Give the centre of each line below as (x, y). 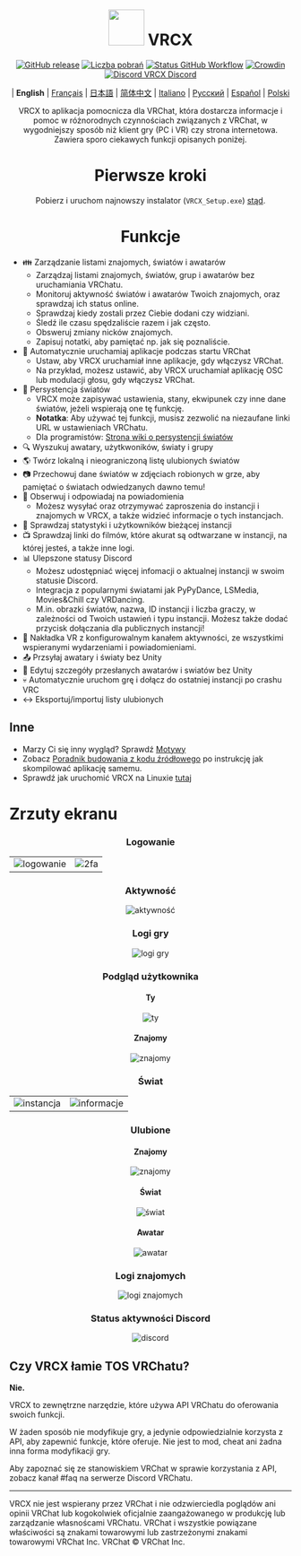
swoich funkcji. (37, 1415)
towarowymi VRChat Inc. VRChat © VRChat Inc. (97, 1542)
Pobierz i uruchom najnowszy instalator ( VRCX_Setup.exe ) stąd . (150, 200)
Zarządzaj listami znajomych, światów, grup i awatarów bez (145, 274)
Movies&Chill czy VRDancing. (90, 599)
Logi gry (150, 934)
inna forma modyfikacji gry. (60, 1451)
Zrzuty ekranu (64, 814)
